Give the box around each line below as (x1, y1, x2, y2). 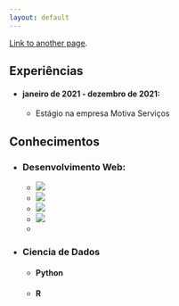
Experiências (9, 63, 84, 79)
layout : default (9, 12, 69, 22)
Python (35, 268, 64, 278)
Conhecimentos (9, 134, 100, 149)
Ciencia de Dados (21, 245, 101, 258)
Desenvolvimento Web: (21, 161, 126, 173)
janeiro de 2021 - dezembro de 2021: (21, 88, 160, 99)
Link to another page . (9, 37, 88, 48)
